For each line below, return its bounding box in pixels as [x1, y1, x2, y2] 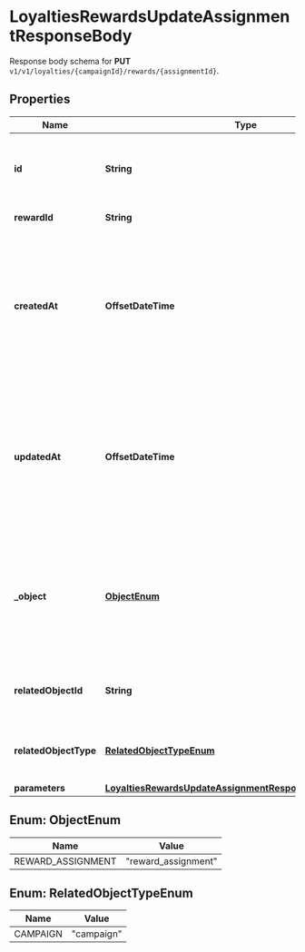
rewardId [14, 211, 54, 223]
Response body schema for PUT [9, 55, 132, 66]
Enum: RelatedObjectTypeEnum [9, 885, 193, 900]
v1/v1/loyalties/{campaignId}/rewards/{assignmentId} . [9, 65, 220, 76]
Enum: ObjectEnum [9, 812, 121, 828]
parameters [14, 781, 65, 794]
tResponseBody [9, 25, 133, 46]
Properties [9, 92, 71, 107]
